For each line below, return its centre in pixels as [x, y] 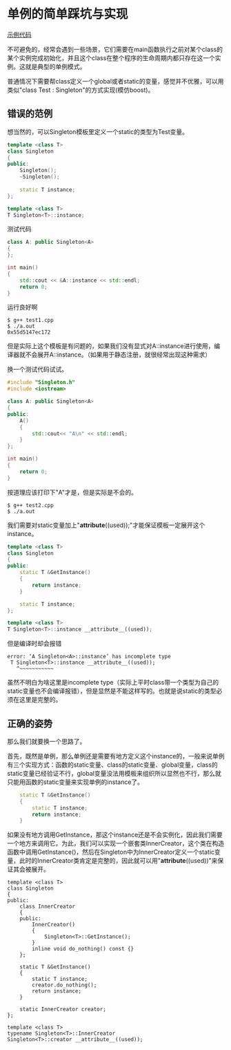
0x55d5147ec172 [29, 332]
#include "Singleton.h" [41, 383]
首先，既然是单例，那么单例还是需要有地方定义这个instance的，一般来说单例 [116, 756]
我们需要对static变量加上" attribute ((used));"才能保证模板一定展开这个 [106, 525]
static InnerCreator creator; [63, 1009]
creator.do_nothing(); [64, 985]
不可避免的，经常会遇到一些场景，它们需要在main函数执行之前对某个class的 [115, 49]
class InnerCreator [48, 907]
